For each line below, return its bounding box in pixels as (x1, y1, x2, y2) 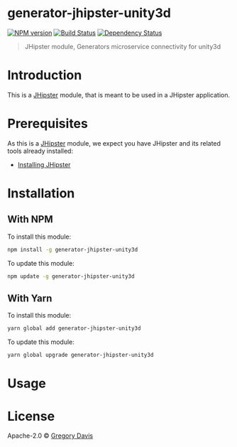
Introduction (7, 68, 82, 83)
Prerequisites (7, 116, 89, 132)
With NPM (7, 213, 53, 225)
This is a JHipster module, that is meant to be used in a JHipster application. (7, 90, 231, 99)
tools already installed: (7, 146, 73, 155)
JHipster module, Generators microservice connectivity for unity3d (24, 42, 221, 50)
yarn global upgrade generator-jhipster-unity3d (7, 352, 154, 359)
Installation (7, 185, 75, 201)
